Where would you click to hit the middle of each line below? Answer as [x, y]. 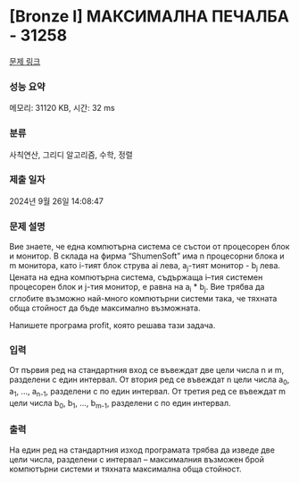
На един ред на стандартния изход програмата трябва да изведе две [142, 450]
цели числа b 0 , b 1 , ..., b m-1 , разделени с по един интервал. [120, 404]
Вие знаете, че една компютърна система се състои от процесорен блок [149, 247]
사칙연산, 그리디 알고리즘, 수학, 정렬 [71, 155]
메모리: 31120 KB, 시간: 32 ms [62, 108]
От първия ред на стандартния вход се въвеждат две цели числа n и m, [147, 370]
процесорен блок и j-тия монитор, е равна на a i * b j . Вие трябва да [137, 288]
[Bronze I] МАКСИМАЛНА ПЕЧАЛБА [149, 17]
